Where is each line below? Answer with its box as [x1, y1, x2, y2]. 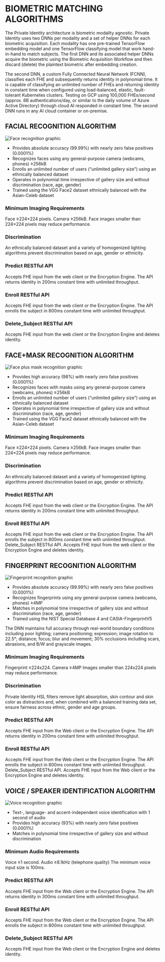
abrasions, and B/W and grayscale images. [5, 641, 92, 647]
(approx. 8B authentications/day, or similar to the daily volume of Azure [5, 97, 150, 103]
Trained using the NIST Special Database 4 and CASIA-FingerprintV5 [12, 616, 153, 622]
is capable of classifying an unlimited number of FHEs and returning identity [5, 81, 160, 87]
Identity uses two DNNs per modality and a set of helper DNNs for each [5, 35, 151, 41]
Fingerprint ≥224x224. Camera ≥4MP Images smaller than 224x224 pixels [5, 664, 157, 671]
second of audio [12, 815, 46, 821]
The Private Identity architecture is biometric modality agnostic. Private [5, 30, 149, 36]
